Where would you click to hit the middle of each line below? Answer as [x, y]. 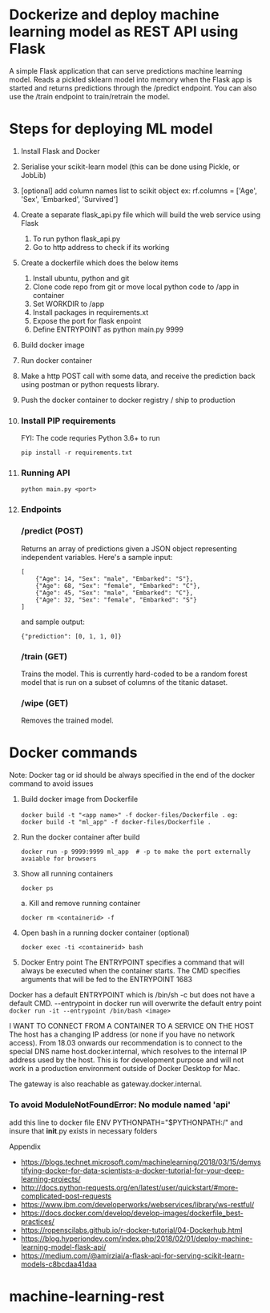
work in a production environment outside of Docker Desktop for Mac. [125, 1069]
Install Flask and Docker [60, 151]
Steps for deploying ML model [111, 129]
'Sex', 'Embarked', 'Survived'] [69, 199]
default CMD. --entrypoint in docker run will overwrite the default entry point [135, 1004]
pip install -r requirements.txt [77, 453]
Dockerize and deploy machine [114, 15]
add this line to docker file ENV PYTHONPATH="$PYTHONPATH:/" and [126, 1122]
